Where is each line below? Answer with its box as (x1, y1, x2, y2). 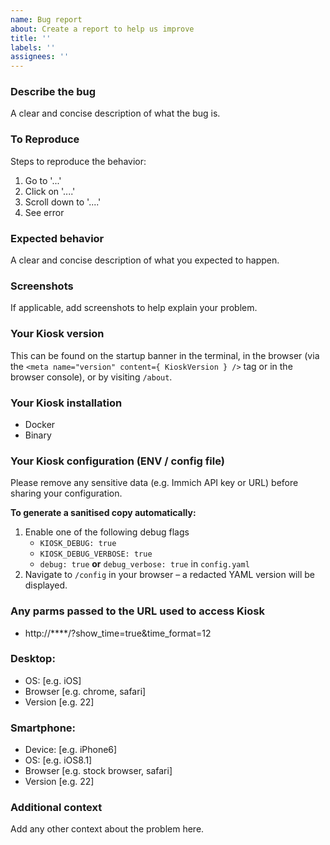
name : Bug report (10, 14, 83, 25)
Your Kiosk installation (10, 396, 123, 410)
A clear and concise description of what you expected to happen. (10, 254, 280, 266)
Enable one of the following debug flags (24, 526, 190, 538)
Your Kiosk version (10, 327, 105, 341)
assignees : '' (10, 52, 70, 62)
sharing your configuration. (10, 487, 123, 500)
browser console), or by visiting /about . (10, 371, 173, 383)
